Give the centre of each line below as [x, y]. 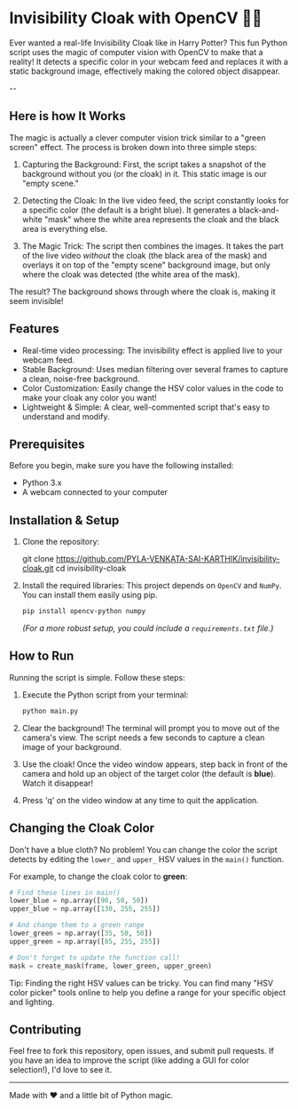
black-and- [259, 210]
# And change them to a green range [77, 925]
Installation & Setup [64, 520]
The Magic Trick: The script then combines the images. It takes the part [153, 246]
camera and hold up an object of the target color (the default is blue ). [149, 773]
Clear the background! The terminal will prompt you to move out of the [151, 728]
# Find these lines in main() [65, 892]
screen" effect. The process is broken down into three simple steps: [133, 147]
